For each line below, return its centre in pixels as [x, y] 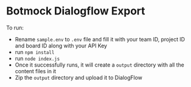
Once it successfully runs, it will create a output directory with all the [99, 65]
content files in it [35, 71]
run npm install [35, 52]
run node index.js [37, 58]
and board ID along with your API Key [61, 46]
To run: [15, 28]
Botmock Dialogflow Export [76, 11]
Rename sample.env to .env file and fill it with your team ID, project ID [100, 39]
